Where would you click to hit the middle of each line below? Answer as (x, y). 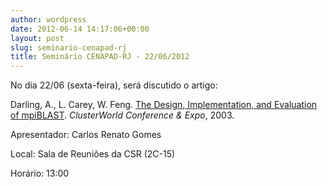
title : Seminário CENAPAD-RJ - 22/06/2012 (100, 57)
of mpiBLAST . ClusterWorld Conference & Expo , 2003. (122, 115)
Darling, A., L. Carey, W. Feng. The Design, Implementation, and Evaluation (164, 105)
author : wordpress (48, 19)
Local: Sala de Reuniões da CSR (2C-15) (93, 154)
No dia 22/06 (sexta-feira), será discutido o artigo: (114, 85)
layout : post (37, 38)
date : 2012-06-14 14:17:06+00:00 (80, 29)
